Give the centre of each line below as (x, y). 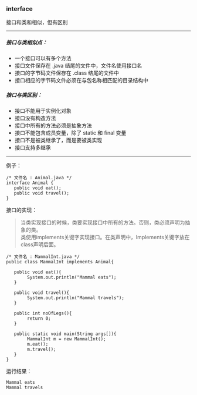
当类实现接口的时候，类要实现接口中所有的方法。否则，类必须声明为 (103, 223)
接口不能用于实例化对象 (43, 111)
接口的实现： (21, 210)
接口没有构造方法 (35, 118)
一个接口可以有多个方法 (43, 58)
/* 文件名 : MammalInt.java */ (43, 257)
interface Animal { (30, 183)
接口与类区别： (24, 95)
